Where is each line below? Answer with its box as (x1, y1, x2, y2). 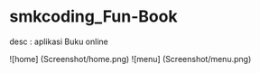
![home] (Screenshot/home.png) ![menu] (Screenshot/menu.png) (9, 53, 252, 64)
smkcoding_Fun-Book (9, 6, 178, 27)
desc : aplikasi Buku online (9, 36, 108, 47)
